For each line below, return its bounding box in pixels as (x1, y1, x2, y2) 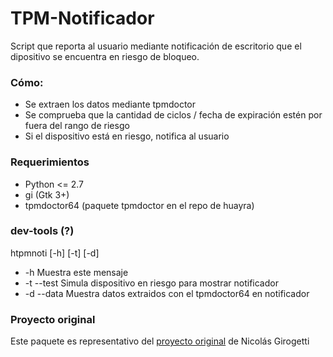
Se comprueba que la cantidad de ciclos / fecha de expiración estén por (24, 109, 323, 121)
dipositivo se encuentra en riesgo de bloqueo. (10, 50, 200, 62)
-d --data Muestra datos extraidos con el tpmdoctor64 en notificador (24, 287, 310, 299)
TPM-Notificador (10, 7, 155, 30)
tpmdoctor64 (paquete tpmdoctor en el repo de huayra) (24, 199, 255, 211)
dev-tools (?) (10, 224, 75, 238)
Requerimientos (10, 155, 90, 169)
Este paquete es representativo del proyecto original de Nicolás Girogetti (10, 335, 310, 347)
